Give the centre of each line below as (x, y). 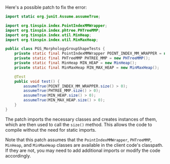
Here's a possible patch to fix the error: (46, 7)
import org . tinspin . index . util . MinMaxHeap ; (52, 40)
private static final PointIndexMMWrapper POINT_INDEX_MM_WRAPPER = (88, 53)
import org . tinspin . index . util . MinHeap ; (49, 35)
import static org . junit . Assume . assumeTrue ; (53, 17)
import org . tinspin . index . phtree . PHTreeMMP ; (53, 30)
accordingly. (18, 155)
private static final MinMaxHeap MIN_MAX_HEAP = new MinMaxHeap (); (87, 68)
